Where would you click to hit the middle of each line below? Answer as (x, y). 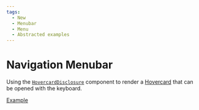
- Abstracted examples (41, 35)
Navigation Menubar (60, 65)
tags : (13, 12)
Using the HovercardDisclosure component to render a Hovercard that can (100, 82)
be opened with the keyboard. (44, 89)
